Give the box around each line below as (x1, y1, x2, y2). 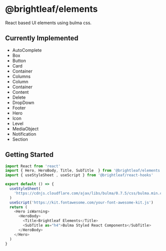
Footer (12, 105, 26, 110)
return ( (9, 205, 28, 210)
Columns (12, 73, 31, 79)
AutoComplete (12, 47, 42, 53)
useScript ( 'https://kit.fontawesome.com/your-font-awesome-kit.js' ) (9, 200, 154, 205)
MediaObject (12, 126, 39, 132)
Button (12, 58, 26, 64)
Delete (12, 94, 26, 100)
